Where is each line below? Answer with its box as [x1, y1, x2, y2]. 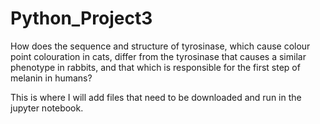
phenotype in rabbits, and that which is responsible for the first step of [10, 61, 301, 73]
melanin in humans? [10, 72, 93, 84]
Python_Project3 [10, 7, 153, 30]
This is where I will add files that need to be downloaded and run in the [10, 91, 302, 103]
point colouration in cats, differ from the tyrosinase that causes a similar [10, 50, 307, 62]
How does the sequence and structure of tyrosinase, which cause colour [10, 40, 311, 52]
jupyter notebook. [10, 102, 84, 114]
